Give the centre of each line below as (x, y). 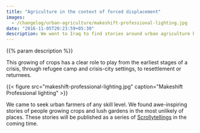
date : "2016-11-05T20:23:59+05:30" (50, 28)
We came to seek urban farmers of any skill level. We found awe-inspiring (97, 104)
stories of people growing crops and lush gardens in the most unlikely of (95, 111)
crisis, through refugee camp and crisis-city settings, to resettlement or (94, 69)
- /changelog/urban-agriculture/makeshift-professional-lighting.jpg (99, 23)
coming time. (22, 123)
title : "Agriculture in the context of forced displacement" (84, 12)
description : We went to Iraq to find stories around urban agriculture (98, 34)
